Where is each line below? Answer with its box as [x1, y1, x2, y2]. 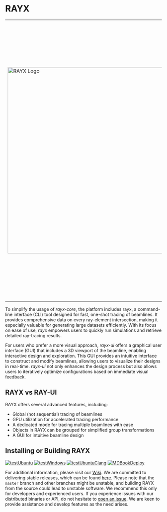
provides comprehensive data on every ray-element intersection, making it [5, 316, 158, 323]
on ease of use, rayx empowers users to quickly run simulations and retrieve [5, 327, 162, 333]
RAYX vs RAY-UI [5, 388, 57, 397]
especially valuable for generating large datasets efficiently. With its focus [5, 322, 157, 328]
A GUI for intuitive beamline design [12, 432, 84, 438]
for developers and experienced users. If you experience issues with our [5, 490, 154, 497]
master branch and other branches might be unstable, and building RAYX [5, 480, 154, 486]
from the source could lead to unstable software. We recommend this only [5, 485, 158, 491]
